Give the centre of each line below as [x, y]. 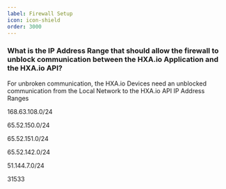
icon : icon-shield [34, 20]
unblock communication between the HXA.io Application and [113, 60]
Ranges [18, 98]
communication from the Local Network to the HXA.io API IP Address [106, 90]
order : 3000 [24, 26]
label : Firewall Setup [40, 14]
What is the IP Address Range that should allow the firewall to [113, 51]
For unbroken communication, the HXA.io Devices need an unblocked [107, 83]
